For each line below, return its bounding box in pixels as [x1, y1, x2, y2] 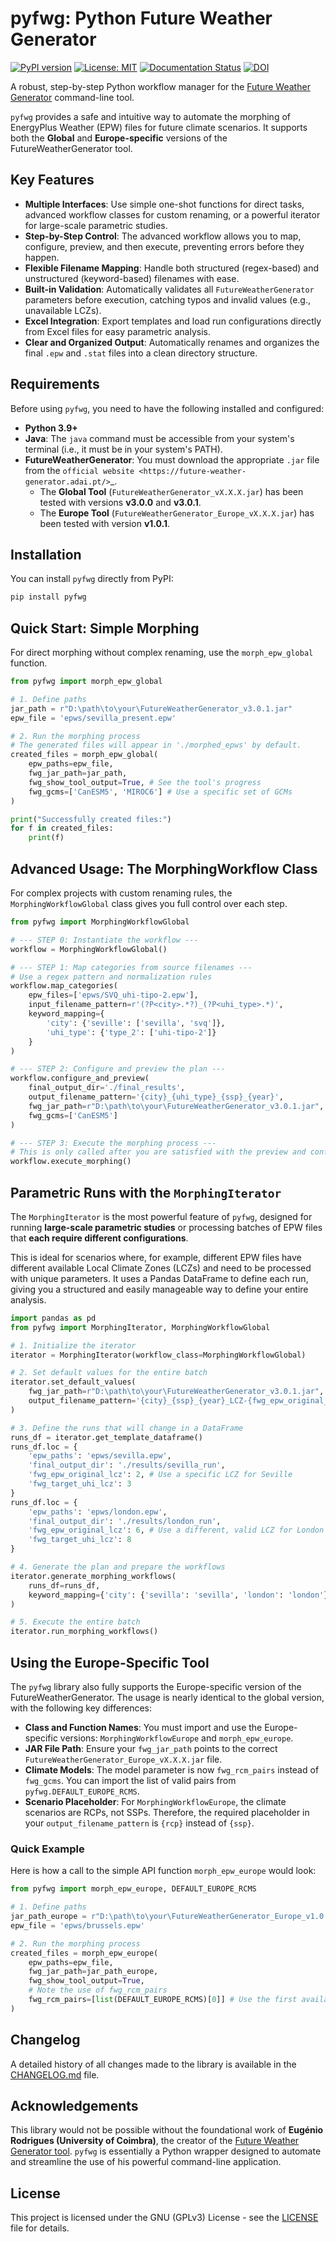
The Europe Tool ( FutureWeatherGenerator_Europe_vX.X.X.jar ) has [39, 507, 315, 519]
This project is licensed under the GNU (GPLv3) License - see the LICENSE [10, 2212, 319, 2224]
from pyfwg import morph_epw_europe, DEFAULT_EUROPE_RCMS [10, 1884, 257, 1894]
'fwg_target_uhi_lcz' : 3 [28, 1479, 132, 1489]
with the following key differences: [10, 1702, 152, 1714]
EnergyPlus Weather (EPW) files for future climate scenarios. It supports [10, 121, 308, 133]
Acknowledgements [10, 2098, 139, 2114]
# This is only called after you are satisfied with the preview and [10, 1147, 307, 1157]
